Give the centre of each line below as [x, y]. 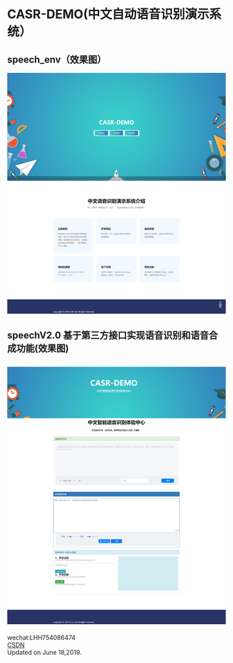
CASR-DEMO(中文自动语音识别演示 [108, 14]
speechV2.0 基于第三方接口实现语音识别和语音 [108, 335]
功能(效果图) [43, 348]
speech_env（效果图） [57, 59]
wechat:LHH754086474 [42, 638]
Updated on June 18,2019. [44, 653]
